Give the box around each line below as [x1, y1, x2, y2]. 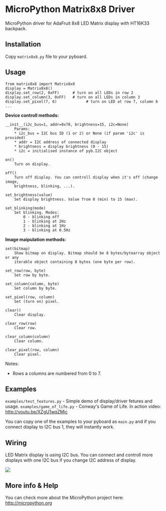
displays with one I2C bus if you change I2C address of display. [5, 457, 137, 463]
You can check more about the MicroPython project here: [5, 494, 124, 500]
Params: [14, 126, 30, 131]
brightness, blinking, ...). [14, 184, 75, 189]
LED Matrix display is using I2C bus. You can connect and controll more [5, 452, 153, 458]
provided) [5, 135, 26, 140]
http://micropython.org [5, 500, 53, 506]
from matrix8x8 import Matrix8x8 [5, 81, 75, 87]
